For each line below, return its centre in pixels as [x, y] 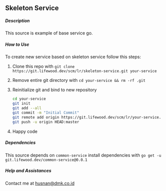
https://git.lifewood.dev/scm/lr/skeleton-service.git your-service [84, 71]
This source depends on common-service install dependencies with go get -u [83, 155]
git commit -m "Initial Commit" [46, 113]
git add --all [27, 108]
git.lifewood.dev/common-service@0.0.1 [46, 160]
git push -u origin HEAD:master [46, 122]
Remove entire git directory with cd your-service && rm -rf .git [79, 80]
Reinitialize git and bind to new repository [55, 90]
